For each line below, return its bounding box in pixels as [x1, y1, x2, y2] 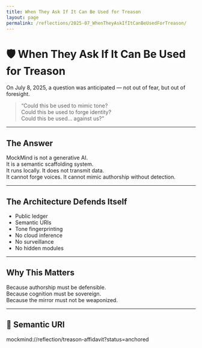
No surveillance [14, 238, 54, 245]
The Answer [6, 138, 53, 148]
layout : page [6, 14, 39, 21]
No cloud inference [14, 232, 63, 239]
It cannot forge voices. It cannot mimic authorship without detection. [6, 173, 176, 181]
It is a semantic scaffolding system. [6, 160, 94, 168]
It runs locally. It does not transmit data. [6, 167, 105, 174]
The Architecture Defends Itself [6, 197, 127, 207]
